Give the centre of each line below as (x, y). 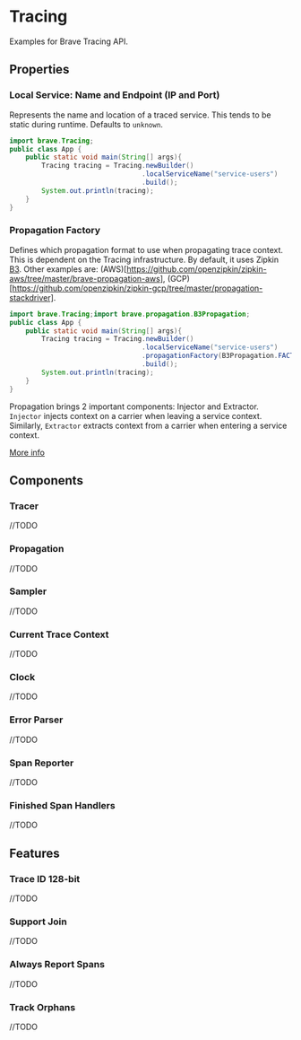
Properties (39, 70)
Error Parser (36, 720)
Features (34, 853)
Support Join (38, 922)
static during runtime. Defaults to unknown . (86, 124)
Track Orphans (43, 1007)
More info (27, 452)
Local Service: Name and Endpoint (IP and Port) (115, 95)
